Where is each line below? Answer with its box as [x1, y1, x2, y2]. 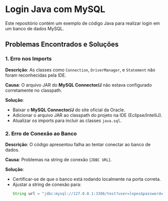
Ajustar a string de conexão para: [12, 181, 82, 187]
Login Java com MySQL [5, 4, 105, 15]
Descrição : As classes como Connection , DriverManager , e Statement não [5, 66, 155, 73]
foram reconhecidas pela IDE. [5, 72, 67, 78]
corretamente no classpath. [5, 87, 62, 93]
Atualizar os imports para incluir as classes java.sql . [12, 117, 122, 123]
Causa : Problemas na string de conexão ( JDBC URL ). [5, 156, 112, 162]
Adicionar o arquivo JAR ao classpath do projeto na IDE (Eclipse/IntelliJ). [12, 112, 162, 118]
